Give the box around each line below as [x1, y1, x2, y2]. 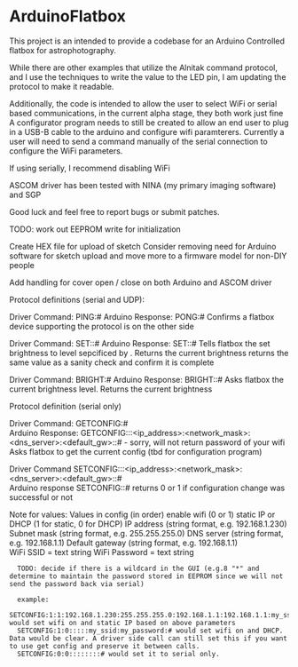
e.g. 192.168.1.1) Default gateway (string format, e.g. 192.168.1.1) [9, 537, 238, 548]
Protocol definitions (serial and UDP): [9, 294, 145, 305]
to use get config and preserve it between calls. [9, 641, 200, 650]
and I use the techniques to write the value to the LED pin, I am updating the [9, 71, 286, 82]
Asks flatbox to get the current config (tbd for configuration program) [9, 446, 263, 457]
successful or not [9, 491, 74, 503]
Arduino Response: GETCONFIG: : [9, 427, 131, 438]
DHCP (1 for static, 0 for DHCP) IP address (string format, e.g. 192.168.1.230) [9, 518, 287, 529]
